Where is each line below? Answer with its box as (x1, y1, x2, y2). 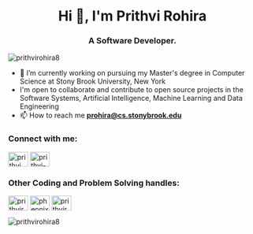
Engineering (19, 102, 59, 111)
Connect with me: (8, 133, 78, 144)
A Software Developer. (87, 35, 177, 46)
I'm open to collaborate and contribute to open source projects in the (19, 85, 244, 95)
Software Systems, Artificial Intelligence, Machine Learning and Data (19, 94, 243, 103)
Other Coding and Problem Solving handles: (8, 177, 180, 188)
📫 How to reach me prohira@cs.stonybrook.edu (19, 110, 182, 121)
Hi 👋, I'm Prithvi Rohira (58, 7, 207, 25)
